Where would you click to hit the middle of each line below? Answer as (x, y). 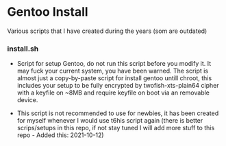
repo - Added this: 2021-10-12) (60, 135)
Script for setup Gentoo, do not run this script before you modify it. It (114, 64)
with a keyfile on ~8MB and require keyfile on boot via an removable (113, 93)
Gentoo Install (48, 12)
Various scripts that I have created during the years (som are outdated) (107, 31)
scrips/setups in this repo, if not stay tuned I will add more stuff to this (116, 128)
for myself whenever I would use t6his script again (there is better (110, 121)
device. (27, 100)
